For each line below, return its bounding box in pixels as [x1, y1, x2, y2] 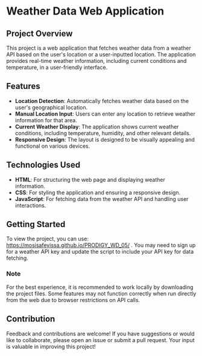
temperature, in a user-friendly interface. [6, 64, 108, 71]
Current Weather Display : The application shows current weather [14, 123, 179, 130]
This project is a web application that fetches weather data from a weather [6, 44, 191, 51]
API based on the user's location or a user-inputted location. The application [6, 51, 196, 58]
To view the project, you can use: [6, 235, 89, 243]
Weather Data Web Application [6, 4, 165, 18]
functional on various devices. [14, 142, 90, 150]
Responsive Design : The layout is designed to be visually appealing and [14, 136, 195, 143]
